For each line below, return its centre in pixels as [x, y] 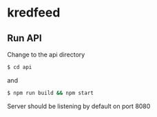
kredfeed [34, 13]
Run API [25, 38]
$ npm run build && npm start [51, 93]
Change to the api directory [46, 54]
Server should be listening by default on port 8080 [79, 106]
